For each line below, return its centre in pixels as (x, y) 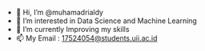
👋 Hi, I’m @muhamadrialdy (60, 12)
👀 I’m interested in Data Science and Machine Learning (107, 21)
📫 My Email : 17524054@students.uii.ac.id (86, 38)
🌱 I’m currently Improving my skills (72, 29)
